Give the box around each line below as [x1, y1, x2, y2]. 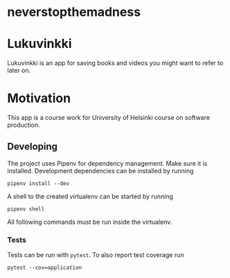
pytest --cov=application [7, 264, 82, 271]
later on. [7, 67, 31, 75]
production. [7, 121, 40, 129]
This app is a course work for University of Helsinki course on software [7, 114, 210, 122]
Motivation [7, 91, 71, 106]
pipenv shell [7, 205, 45, 212]
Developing [7, 141, 57, 153]
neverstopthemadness [7, 4, 141, 20]
